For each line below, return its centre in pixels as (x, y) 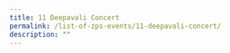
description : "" (40, 34)
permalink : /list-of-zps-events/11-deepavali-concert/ (115, 26)
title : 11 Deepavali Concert (65, 18)
